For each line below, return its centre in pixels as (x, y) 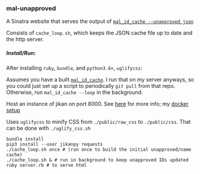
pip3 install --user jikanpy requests (54, 145)
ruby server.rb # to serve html (46, 166)
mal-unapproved (31, 8)
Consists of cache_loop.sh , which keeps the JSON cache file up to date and (99, 33)
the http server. (25, 39)
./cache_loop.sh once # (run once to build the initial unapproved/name (99, 150)
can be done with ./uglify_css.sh (49, 128)
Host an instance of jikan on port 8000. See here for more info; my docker (97, 104)
